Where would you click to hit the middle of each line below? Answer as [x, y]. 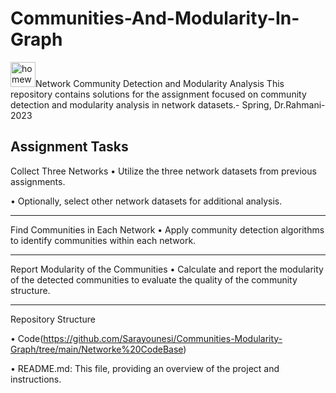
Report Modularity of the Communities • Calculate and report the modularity [167, 269]
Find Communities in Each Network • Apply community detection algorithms [167, 229]
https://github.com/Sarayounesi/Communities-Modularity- [163, 338]
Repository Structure [53, 319]
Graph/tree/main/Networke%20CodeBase [97, 349]
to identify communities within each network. [103, 240]
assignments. [38, 181]
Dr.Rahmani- [299, 104]
